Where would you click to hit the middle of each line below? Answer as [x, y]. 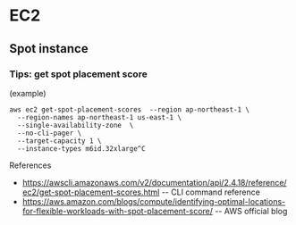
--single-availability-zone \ [76, 125]
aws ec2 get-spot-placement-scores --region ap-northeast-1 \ [130, 109]
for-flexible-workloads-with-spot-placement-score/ [117, 211]
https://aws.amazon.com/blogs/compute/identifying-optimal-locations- [154, 201]
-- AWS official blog [251, 211]
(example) [28, 93]
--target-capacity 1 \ [59, 141]
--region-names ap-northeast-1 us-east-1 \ [99, 117]
